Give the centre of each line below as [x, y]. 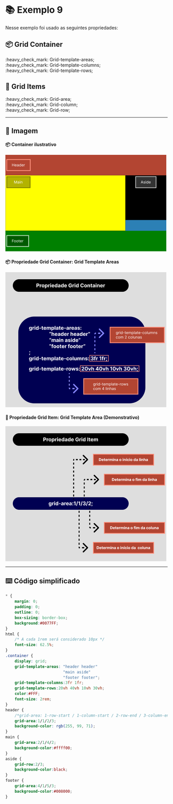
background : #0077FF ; [37, 623]
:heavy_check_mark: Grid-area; [39, 99]
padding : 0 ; [27, 607]
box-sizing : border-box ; [41, 618]
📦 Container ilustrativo [31, 144]
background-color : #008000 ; [44, 791]
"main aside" [77, 672]
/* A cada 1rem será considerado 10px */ [59, 639]
